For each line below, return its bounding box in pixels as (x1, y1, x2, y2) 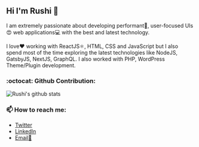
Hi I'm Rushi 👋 (6, 6, 59, 16)
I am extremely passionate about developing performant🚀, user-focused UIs (6, 22, 194, 29)
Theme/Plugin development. (6, 61, 76, 69)
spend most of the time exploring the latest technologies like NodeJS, (6, 49, 178, 56)
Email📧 (14, 134, 32, 142)
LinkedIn (14, 128, 36, 135)
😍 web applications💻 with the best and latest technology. (6, 28, 150, 36)
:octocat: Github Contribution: (6, 76, 96, 85)
